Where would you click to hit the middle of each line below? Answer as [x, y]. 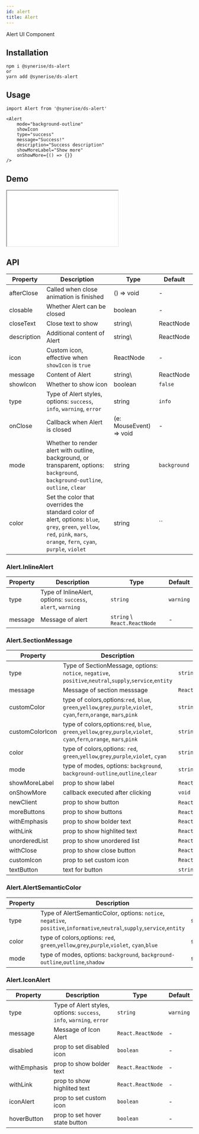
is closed [59, 429]
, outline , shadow [83, 962]
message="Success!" [41, 140]
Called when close [72, 289]
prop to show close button [99, 851]
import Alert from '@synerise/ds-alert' [57, 109]
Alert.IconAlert [28, 980]
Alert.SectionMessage [39, 640]
